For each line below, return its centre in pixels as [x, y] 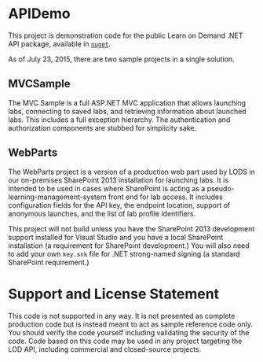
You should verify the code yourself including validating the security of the [129, 332]
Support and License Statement [114, 294]
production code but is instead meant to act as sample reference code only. [131, 324]
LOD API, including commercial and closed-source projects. [105, 349]
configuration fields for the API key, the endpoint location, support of [119, 205]
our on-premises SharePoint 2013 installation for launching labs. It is [119, 180]
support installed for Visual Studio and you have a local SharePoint [116, 237]
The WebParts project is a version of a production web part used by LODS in [131, 172]
